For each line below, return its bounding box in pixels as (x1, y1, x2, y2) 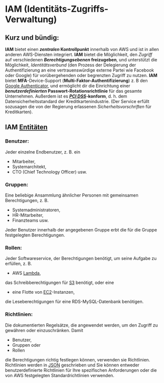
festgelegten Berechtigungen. (5, 232, 65, 238)
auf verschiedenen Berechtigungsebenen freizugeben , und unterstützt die (5, 57, 158, 62)
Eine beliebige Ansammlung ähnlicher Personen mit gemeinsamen (5, 192, 139, 198)
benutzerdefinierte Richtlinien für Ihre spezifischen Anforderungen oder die (5, 367, 157, 373)
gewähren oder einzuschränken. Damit (5, 327, 83, 333)
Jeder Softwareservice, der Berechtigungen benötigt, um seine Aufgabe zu (5, 255, 157, 261)
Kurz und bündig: (5, 33, 59, 42)
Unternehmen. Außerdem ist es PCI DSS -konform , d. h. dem (5, 93, 127, 99)
